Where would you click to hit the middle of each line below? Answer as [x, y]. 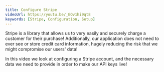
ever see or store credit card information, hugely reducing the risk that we [81, 44]
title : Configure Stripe [31, 10]
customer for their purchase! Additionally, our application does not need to [82, 38]
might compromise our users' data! [41, 49]
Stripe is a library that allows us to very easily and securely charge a [76, 33]
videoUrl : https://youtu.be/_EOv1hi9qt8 [48, 14]
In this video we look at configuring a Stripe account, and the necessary [79, 59]
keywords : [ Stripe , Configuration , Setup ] [50, 19]
